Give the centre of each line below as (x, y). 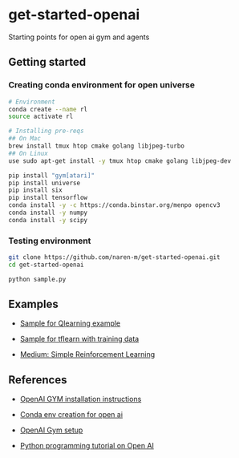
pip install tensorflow (48, 198)
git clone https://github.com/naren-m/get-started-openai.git (114, 257)
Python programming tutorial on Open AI (87, 446)
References (38, 380)
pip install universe (45, 183)
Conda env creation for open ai (71, 415)
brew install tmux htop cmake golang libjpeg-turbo (96, 146)
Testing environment (50, 241)
